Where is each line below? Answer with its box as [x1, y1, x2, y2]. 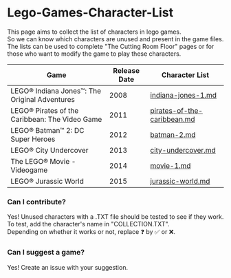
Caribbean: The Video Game [10, 114, 102, 124]
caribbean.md [150, 114, 195, 124]
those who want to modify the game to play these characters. [7, 50, 181, 58]
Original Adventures [10, 94, 76, 104]
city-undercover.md [150, 145, 217, 155]
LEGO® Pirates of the [10, 105, 79, 115]
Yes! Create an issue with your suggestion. [7, 263, 129, 271]
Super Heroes [10, 134, 56, 144]
